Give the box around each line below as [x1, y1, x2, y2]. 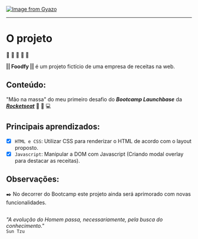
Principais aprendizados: [6, 122, 100, 132]
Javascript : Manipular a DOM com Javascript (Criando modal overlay [14, 150, 184, 157]
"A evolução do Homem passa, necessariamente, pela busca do [6, 216, 163, 223]
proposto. [14, 144, 39, 151]
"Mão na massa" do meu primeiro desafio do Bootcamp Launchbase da [6, 95, 183, 103]
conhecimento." [6, 222, 45, 229]
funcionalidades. [6, 199, 47, 206]
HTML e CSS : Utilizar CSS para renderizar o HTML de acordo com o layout [14, 137, 192, 144]
